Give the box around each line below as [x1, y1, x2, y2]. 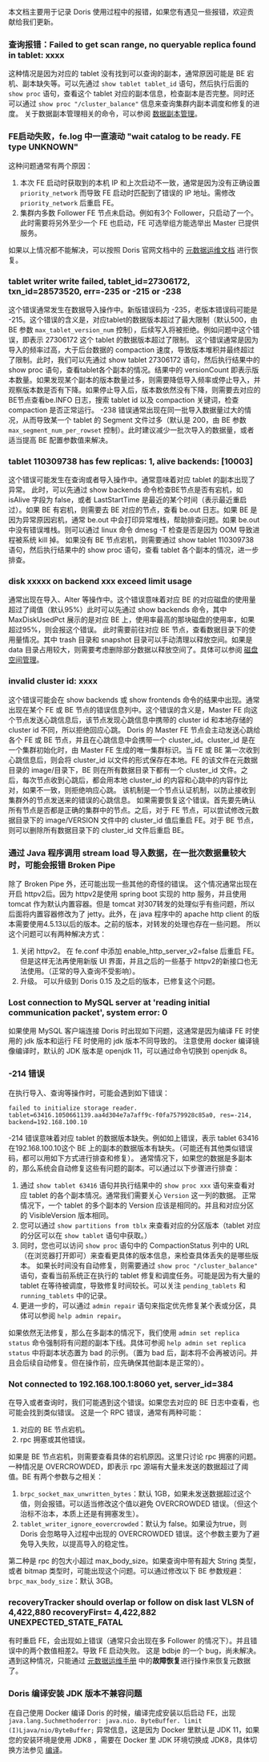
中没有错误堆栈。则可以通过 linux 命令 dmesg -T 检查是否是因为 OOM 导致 [8, 525, 254, 535]
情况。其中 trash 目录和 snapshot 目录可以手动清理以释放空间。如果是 [22, 635, 253, 644]
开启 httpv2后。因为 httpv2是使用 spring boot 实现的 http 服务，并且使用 [8, 889, 247, 899]
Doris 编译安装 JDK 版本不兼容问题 [8, 1688, 143, 1699]
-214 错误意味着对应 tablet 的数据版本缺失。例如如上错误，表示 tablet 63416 [8, 1133, 259, 1143]
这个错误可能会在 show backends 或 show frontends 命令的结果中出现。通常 [8, 695, 260, 704]
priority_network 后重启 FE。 [19, 197, 118, 207]
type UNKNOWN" [8, 141, 78, 152]
